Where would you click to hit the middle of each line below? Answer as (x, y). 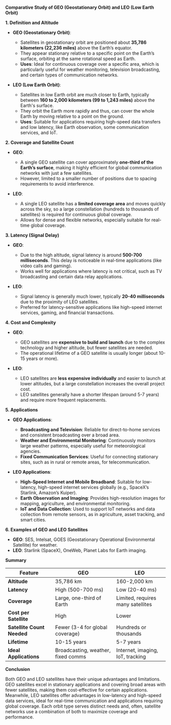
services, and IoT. (39, 133)
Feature (29, 573)
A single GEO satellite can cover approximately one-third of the (87, 162)
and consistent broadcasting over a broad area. (70, 435)
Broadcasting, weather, (83, 650)
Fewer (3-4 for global (81, 627)
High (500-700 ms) (79, 590)
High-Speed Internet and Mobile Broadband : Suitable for (81, 482)
